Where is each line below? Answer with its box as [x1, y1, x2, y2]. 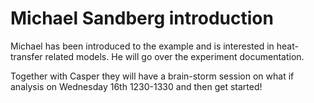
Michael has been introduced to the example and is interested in [10, 40, 275, 52]
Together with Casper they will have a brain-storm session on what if [10, 70, 295, 82]
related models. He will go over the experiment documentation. [44, 50, 305, 62]
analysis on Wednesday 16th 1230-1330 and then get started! [10, 80, 263, 92]
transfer [10, 50, 43, 62]
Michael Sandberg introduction [10, 7, 274, 30]
